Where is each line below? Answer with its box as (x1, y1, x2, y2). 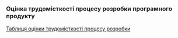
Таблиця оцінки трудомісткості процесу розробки (6, 25, 131, 32)
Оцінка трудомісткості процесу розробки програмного (6, 5, 173, 13)
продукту (6, 12, 35, 20)
